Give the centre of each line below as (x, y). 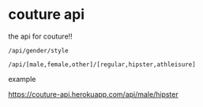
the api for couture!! (40, 36)
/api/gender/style (38, 50)
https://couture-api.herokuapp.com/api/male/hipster (94, 94)
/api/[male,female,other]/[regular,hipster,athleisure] (102, 65)
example (22, 79)
